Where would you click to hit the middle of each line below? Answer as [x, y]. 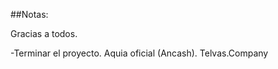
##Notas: [29, 14]
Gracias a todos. [44, 33]
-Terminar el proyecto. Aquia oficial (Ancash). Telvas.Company [139, 53]
